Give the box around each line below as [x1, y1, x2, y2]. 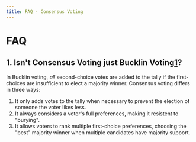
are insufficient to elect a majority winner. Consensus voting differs [26, 79, 191, 86]
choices [6, 79, 25, 86]
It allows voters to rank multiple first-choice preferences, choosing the [14, 122, 187, 130]
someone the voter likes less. [14, 104, 86, 111]
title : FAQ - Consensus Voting [6, 8, 83, 15]
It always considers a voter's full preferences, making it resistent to [14, 110, 179, 117]
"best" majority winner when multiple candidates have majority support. [14, 128, 191, 136]
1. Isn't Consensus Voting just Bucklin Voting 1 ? [6, 57, 182, 68]
